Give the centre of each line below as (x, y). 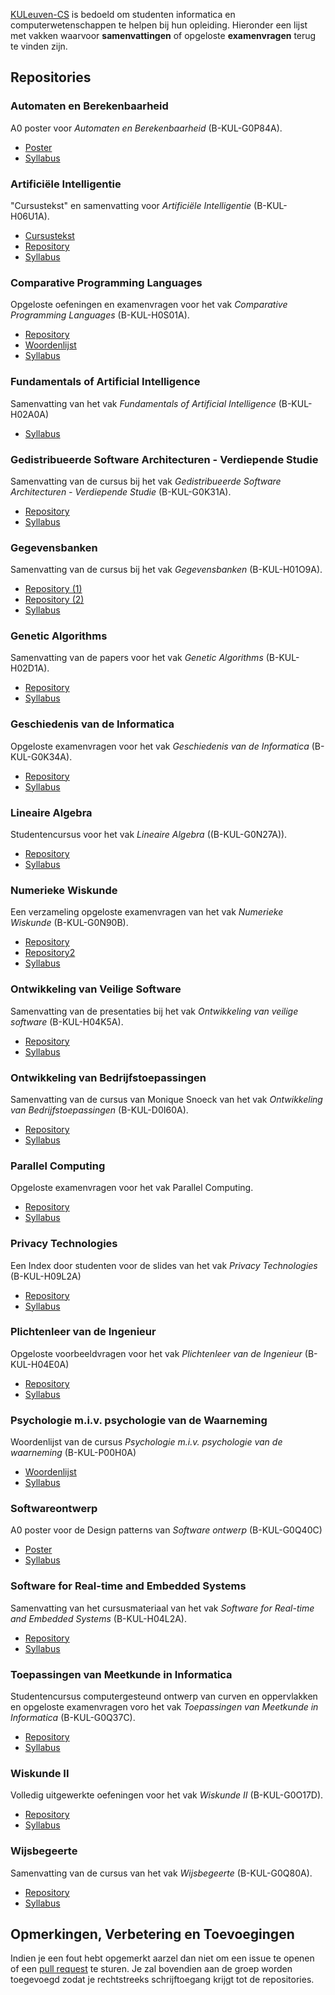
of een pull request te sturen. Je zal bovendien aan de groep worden (151, 1969)
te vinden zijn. (39, 46)
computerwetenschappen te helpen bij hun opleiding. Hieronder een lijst (159, 25)
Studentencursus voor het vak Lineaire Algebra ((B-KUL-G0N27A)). (149, 835)
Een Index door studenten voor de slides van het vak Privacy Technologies (164, 1265)
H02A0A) (30, 414)
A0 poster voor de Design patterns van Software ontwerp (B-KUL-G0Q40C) (166, 1530)
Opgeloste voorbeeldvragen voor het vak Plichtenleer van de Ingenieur (156, 1353)
